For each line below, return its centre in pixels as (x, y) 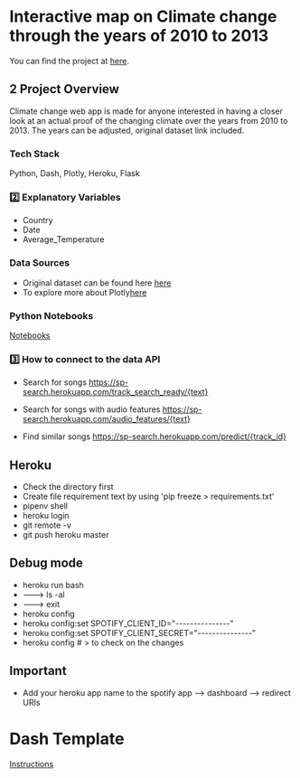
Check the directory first (68, 487)
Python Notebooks (52, 315)
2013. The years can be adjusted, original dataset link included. (127, 130)
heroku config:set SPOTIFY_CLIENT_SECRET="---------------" (139, 633)
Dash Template (67, 739)
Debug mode (47, 563)
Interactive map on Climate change (143, 17)
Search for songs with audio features (91, 409)
